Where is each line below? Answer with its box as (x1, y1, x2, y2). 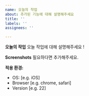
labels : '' (5, 21, 27, 26)
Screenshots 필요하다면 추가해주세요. (5, 55, 79, 61)
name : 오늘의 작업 (5, 7, 38, 12)
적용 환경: (5, 65, 23, 71)
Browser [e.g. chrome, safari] (12, 80, 72, 86)
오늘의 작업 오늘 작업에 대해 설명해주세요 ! (5, 44, 85, 50)
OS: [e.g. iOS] (12, 75, 40, 81)
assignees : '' (5, 26, 34, 31)
